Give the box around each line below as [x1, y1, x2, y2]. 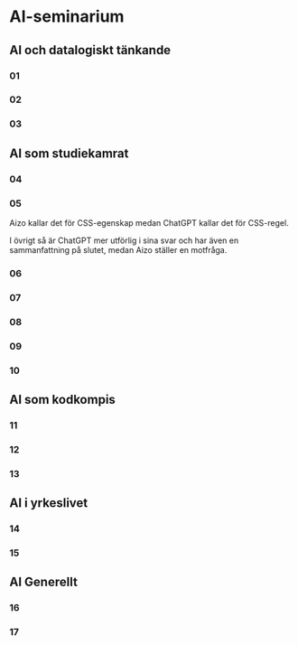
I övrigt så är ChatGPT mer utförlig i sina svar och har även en [9, 235, 239, 246]
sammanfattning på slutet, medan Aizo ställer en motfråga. [9, 244, 228, 255]
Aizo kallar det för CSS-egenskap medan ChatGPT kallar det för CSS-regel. [9, 217, 289, 228]
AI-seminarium [9, 6, 125, 27]
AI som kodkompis [9, 391, 116, 407]
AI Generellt [9, 575, 79, 590]
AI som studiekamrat [9, 145, 129, 161]
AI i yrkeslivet [9, 495, 88, 511]
